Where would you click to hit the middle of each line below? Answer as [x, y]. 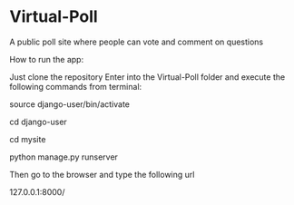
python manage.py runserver [64, 157]
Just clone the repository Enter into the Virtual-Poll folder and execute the [147, 77]
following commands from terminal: [76, 86]
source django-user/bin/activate [69, 104]
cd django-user [39, 122]
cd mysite [28, 139]
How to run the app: [47, 59]
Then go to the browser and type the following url [102, 174]
